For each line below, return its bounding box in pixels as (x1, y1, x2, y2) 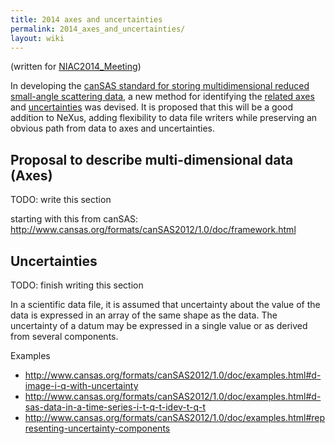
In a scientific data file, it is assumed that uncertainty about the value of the (10, 299, 321, 310)
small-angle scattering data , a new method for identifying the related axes (10, 91, 315, 103)
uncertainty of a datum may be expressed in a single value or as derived (10, 320, 308, 331)
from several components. (10, 331, 119, 342)
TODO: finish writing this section (10, 279, 144, 291)
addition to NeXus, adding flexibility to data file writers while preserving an (10, 112, 318, 124)
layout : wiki (10, 33, 65, 43)
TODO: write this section (10, 194, 112, 206)
